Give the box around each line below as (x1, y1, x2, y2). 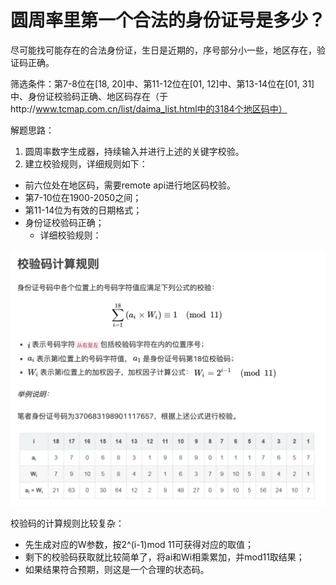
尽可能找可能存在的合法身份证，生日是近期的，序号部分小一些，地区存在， (10, 44, 317, 56)
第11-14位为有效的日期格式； (24, 204, 143, 216)
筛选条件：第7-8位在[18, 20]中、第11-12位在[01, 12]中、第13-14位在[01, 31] (10, 77, 315, 90)
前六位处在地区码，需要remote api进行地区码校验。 (24, 179, 237, 191)
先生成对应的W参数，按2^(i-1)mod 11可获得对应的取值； (24, 539, 255, 551)
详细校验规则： (39, 229, 102, 241)
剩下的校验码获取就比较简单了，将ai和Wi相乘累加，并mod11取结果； (24, 551, 305, 563)
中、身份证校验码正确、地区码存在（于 (10, 90, 168, 102)
